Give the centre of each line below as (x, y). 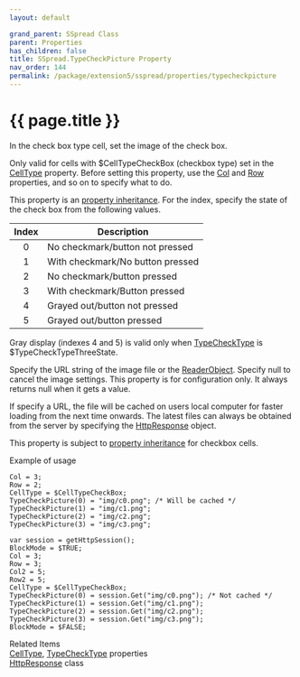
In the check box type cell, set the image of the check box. (118, 145)
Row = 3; (26, 564)
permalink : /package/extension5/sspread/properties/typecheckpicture (143, 76)
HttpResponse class (47, 663)
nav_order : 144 (38, 68)
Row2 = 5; (28, 580)
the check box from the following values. (85, 209)
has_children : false (48, 51)
